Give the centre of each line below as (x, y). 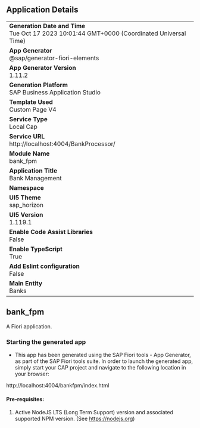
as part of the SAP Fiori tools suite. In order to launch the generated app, (104, 361)
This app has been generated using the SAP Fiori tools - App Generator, (103, 355)
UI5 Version (26, 214)
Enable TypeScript (36, 249)
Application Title (33, 171)
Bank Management (36, 178)
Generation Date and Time (47, 26)
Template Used (31, 102)
